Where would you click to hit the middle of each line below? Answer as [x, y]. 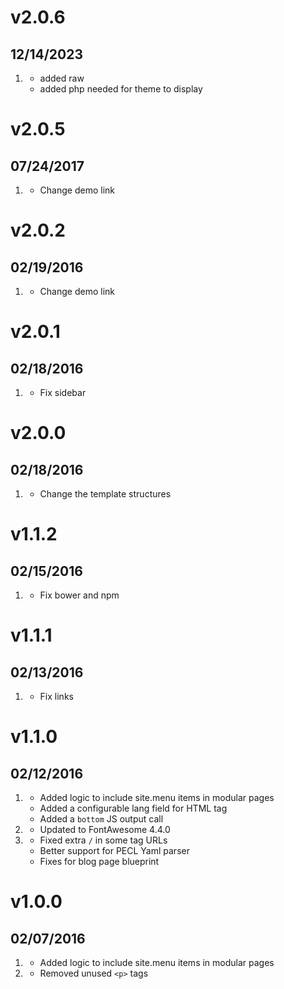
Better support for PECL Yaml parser [114, 850]
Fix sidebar [63, 392]
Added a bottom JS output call [101, 819]
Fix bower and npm [79, 595]
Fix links [56, 696]
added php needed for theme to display [121, 89]
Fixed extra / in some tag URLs [103, 840]
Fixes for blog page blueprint [99, 861]
